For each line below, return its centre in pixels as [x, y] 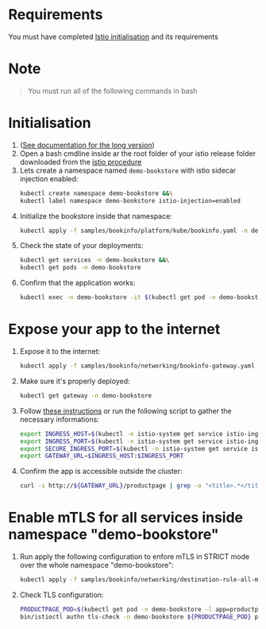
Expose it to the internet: [60, 351]
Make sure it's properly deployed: [75, 381]
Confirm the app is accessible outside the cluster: [101, 472]
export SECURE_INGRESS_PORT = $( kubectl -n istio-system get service [134, 448]
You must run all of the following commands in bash [112, 91]
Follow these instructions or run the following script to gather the [125, 410]
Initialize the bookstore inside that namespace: [96, 215]
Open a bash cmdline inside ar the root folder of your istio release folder [138, 153]
